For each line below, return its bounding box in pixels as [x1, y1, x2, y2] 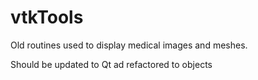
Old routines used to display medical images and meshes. [10, 39, 248, 51]
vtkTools [10, 6, 84, 29]
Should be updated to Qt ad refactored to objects [10, 58, 213, 70]
